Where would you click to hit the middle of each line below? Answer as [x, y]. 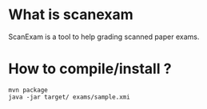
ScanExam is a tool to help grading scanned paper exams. [104, 37]
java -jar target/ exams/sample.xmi [69, 97]
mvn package [28, 90]
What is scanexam [71, 15]
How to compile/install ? [90, 69]
